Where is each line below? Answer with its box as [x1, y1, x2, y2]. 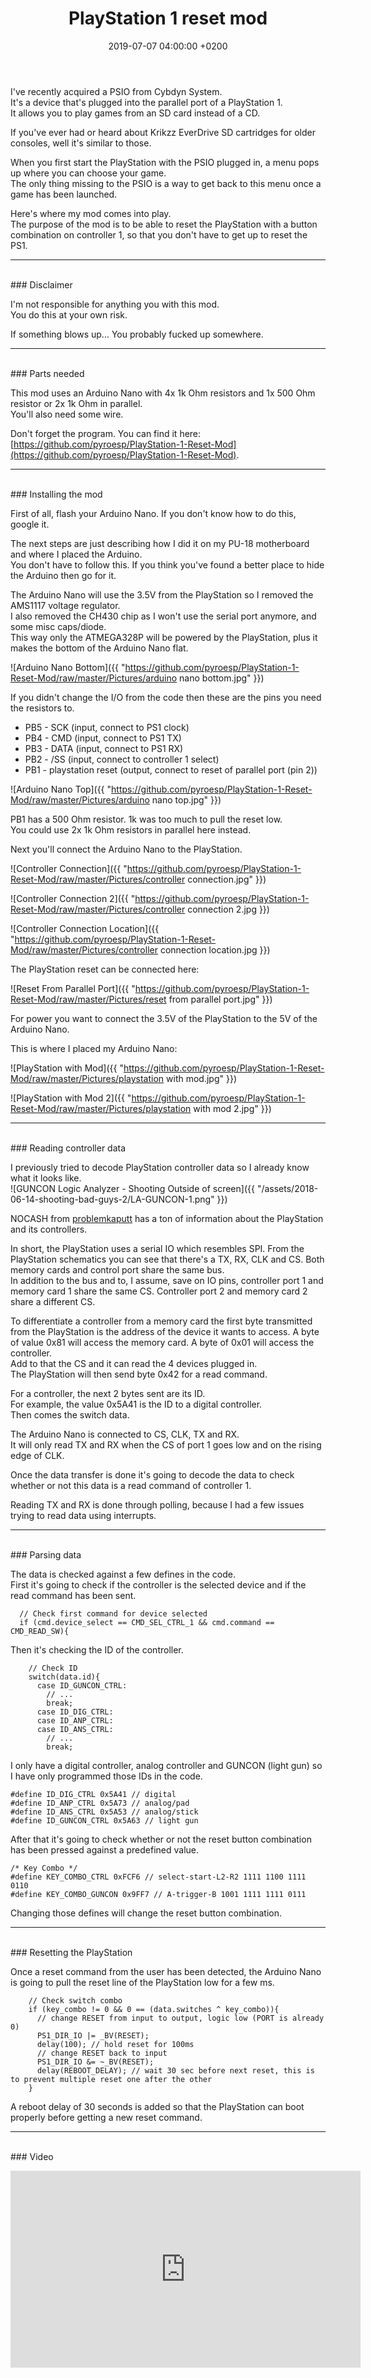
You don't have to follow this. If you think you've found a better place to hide [10, 558, 325, 571]
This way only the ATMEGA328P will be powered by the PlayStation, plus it [10, 631, 318, 643]
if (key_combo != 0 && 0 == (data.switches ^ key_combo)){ [28, 2004, 280, 2014]
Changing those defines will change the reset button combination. [10, 1907, 283, 1919]
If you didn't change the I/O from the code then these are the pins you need [10, 691, 322, 703]
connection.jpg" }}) [187, 873, 267, 885]
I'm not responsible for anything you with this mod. [10, 298, 220, 310]
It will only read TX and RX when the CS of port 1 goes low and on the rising [10, 1438, 322, 1451]
